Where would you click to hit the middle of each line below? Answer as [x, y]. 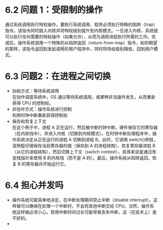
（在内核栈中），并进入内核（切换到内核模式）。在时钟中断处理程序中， [82, 133]
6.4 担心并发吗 [34, 185]
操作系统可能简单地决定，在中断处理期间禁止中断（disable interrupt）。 [83, 200]
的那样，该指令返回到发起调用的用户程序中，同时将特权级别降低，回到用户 [79, 49]
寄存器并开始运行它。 [47, 164]
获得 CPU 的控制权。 [33, 103]
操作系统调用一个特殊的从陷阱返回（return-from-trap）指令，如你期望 [88, 42]
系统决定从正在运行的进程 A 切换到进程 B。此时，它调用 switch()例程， [87, 139]
